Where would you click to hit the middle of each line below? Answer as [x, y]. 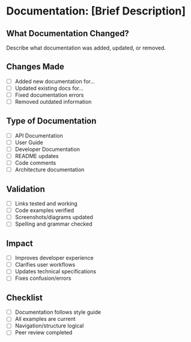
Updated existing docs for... [49, 88]
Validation [26, 189]
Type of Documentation [51, 121]
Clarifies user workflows [45, 265]
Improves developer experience [54, 258]
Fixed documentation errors [49, 95]
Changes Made [35, 67]
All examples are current [45, 319]
